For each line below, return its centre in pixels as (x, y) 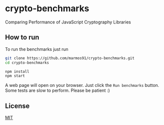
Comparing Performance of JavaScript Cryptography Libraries (68, 22)
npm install (17, 71)
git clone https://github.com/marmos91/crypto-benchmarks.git (70, 58)
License (17, 106)
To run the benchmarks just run (37, 49)
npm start (15, 76)
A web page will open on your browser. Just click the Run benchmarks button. (82, 85)
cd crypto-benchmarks (27, 62)
